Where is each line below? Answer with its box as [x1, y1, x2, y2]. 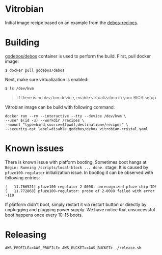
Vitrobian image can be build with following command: [5, 104, 115, 110]
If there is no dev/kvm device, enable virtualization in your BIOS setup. [17, 94, 158, 100]
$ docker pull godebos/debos [5, 68, 65, 73]
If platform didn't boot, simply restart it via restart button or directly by [5, 201, 147, 207]
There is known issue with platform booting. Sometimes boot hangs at [5, 159, 147, 165]
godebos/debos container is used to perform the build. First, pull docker [5, 53, 151, 59]
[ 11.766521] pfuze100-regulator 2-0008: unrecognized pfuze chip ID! [5, 184, 157, 189]
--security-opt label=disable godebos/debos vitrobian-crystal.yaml [5, 126, 148, 131]
